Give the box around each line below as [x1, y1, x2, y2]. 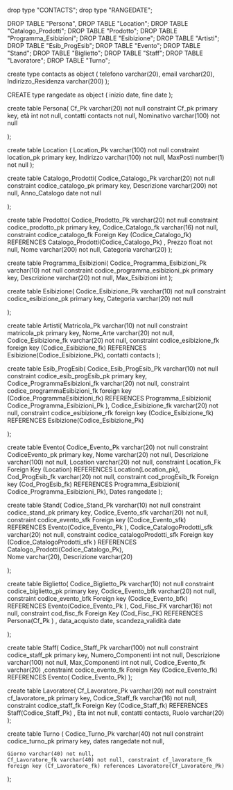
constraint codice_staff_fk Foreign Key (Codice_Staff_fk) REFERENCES [7, 702, 208, 709]
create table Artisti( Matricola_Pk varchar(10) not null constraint [7, 321, 189, 330]
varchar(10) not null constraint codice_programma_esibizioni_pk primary [7, 266, 214, 274]
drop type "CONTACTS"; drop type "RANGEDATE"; [7, 6, 153, 14]
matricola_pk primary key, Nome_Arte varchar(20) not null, [7, 329, 175, 337]
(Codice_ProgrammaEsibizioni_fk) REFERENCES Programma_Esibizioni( [7, 394, 212, 402]
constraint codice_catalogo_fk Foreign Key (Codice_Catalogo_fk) [7, 231, 192, 239]
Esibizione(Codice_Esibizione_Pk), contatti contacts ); [7, 351, 161, 359]
